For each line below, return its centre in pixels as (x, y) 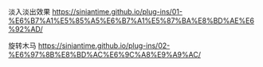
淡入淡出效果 (29, 12)
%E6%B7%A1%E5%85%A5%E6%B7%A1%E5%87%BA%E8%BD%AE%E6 (131, 21)
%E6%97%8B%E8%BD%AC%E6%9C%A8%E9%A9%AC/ (105, 55)
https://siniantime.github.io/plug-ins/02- (104, 45)
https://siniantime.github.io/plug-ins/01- (117, 12)
